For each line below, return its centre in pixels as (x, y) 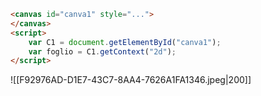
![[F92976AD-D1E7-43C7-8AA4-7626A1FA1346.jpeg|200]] (131, 80)
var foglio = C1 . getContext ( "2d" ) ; (102, 51)
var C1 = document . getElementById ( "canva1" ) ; (125, 42)
